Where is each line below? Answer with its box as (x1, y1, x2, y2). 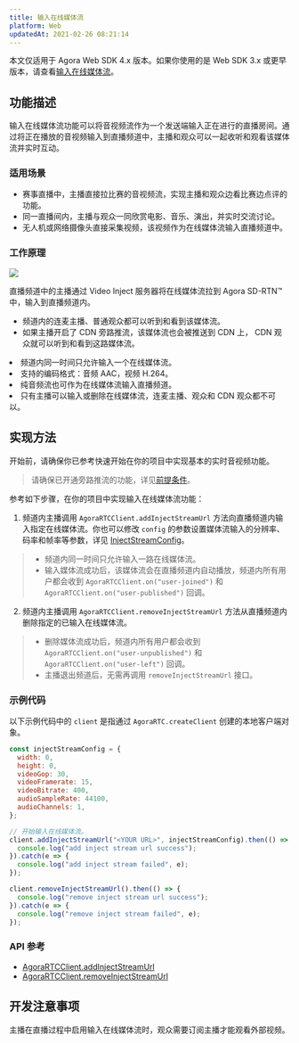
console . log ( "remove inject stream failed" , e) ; (17, 909, 201, 918)
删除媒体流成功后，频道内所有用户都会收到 (44, 636, 201, 646)
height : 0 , (17, 761, 58, 770)
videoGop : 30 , (17, 769, 69, 778)
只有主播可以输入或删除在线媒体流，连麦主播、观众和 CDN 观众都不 (20, 390, 269, 401)
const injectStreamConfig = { (9, 744, 122, 753)
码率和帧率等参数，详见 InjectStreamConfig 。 (21, 534, 190, 545)
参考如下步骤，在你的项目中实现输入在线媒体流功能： (9, 493, 205, 504)
